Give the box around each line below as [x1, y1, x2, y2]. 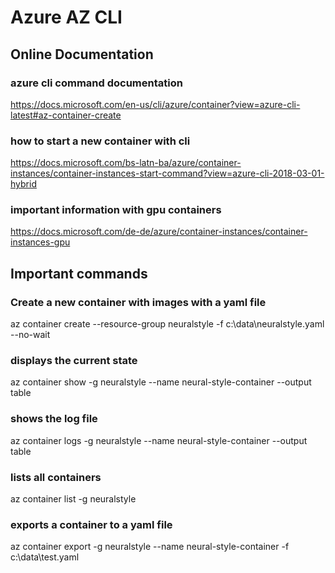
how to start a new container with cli [10, 134, 191, 148]
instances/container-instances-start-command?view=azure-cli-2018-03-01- [10, 167, 325, 180]
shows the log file [10, 412, 98, 426]
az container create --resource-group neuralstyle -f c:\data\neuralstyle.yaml [10, 318, 325, 330]
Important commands [10, 265, 148, 282]
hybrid [10, 178, 37, 190]
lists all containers [10, 470, 102, 484]
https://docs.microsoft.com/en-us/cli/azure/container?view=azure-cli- [10, 98, 301, 110]
